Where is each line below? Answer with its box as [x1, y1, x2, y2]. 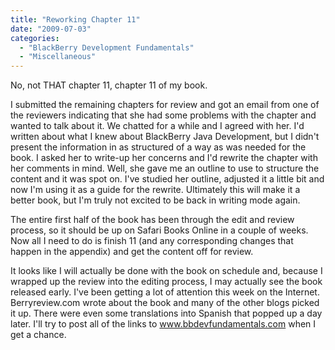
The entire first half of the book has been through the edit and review [10, 214, 295, 226]
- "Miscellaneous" [19, 52, 97, 62]
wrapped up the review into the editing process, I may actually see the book [10, 276, 323, 288]
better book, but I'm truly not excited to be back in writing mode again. [10, 194, 301, 206]
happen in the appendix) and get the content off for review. [10, 246, 254, 258]
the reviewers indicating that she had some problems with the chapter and [10, 109, 317, 121]
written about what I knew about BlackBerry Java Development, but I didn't [10, 131, 320, 143]
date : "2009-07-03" [10, 24, 92, 34]
